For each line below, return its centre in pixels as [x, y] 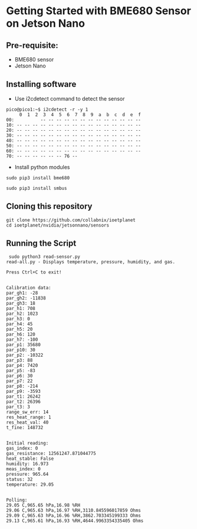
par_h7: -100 [22, 340]
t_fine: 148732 [25, 428]
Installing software [41, 84]
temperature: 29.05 [30, 485]
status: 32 [19, 480]
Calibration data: [29, 288]
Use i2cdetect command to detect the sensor [70, 98]
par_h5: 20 [19, 330]
